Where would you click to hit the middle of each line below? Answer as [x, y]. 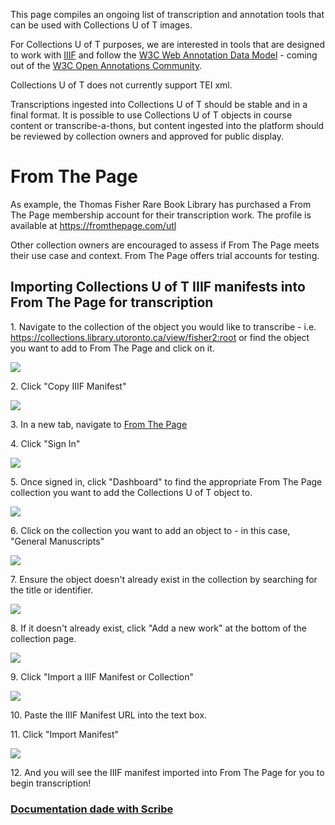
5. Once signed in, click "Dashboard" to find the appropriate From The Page [166, 481]
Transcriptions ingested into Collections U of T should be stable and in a [159, 104]
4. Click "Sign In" [45, 443]
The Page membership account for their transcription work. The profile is [161, 215]
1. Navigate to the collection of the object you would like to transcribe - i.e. [163, 326]
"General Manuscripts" [57, 541]
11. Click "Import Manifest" [65, 734]
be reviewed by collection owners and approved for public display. [147, 136]
